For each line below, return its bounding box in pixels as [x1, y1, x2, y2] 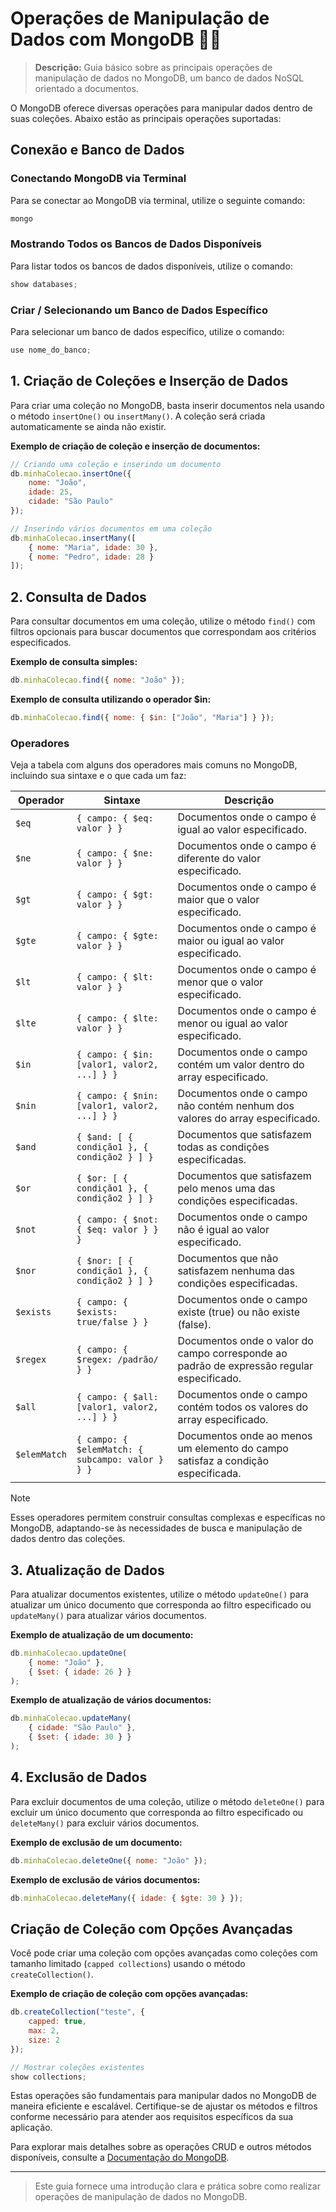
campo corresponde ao [177, 1347, 288, 1361]
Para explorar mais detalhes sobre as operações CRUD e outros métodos [10, 2141, 312, 2153]
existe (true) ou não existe [177, 1305, 301, 1319]
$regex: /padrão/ [76, 1354, 159, 1366]
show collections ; [10, 2072, 87, 2082]
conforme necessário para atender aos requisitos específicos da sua [10, 2111, 294, 2123]
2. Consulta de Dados [10, 588, 147, 606]
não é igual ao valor [177, 1223, 270, 1237]
